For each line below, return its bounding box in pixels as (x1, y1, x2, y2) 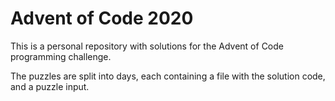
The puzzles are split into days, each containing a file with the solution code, (10, 70, 326, 82)
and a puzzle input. (10, 80, 90, 92)
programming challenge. (10, 50, 112, 62)
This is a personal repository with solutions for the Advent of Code (10, 40, 284, 52)
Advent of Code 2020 (10, 7, 194, 30)
